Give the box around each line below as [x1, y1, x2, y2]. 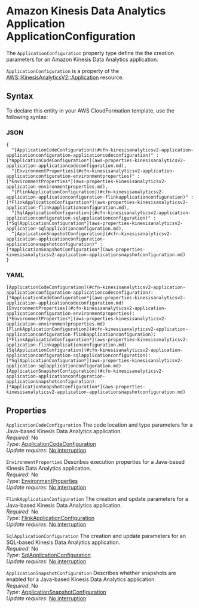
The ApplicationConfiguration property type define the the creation [6, 49, 174, 56]
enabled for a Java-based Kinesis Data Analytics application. [6, 576, 157, 583]
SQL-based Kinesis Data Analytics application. [6, 539, 121, 546]
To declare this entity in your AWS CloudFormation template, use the [6, 107, 174, 114]
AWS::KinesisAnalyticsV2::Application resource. [6, 74, 124, 81]
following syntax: [6, 113, 48, 120]
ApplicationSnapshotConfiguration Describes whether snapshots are [6, 570, 176, 577]
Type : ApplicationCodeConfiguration [6, 440, 97, 448]
